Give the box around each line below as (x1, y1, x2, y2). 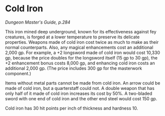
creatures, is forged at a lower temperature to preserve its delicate (5, 34, 140, 40)
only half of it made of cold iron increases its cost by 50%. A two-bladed (5, 90, 153, 96)
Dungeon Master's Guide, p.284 (5, 19, 70, 25)
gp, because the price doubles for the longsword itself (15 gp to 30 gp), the (5, 55, 158, 60)
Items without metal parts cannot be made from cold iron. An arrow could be (5, 80, 161, 86)
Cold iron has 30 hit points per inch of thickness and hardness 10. (5, 105, 138, 111)
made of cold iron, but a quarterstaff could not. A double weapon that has (5, 85, 155, 91)
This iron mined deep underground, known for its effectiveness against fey (5, 29, 157, 34)
